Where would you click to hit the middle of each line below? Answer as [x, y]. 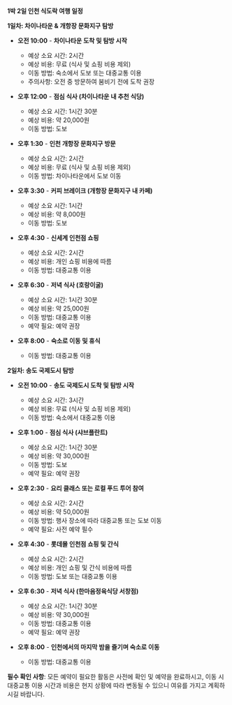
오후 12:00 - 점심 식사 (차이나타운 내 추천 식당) [81, 96]
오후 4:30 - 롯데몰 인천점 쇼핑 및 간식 [68, 544]
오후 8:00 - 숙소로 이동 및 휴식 [59, 341]
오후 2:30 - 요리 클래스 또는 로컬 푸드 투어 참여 [81, 488]
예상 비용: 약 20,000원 [58, 120]
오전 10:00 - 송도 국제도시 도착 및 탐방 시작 [76, 385]
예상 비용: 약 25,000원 [58, 309]
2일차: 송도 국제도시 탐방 [41, 370]
